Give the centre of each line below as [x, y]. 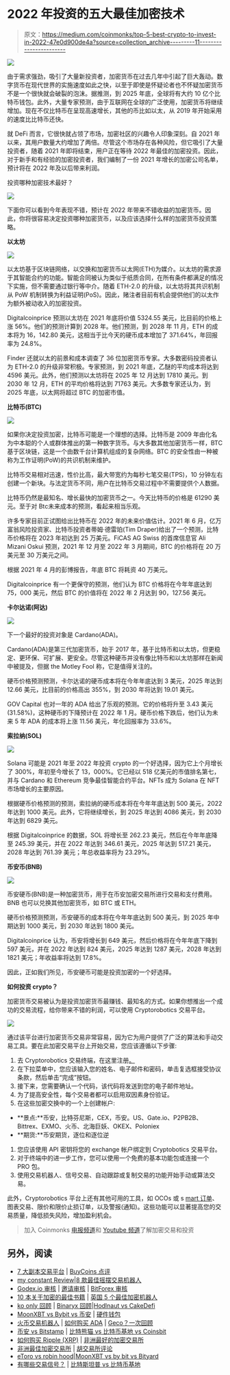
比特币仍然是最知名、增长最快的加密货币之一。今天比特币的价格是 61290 [110, 497]
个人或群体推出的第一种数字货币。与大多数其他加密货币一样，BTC [130, 443]
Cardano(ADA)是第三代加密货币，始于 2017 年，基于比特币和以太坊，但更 [111, 649]
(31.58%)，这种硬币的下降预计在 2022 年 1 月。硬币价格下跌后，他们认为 [110, 713]
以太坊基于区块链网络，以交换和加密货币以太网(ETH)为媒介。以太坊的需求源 [114, 269]
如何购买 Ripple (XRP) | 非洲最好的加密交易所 [80, 1339]
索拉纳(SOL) [25, 735]
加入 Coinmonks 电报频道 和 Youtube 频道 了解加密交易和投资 [109, 1230]
